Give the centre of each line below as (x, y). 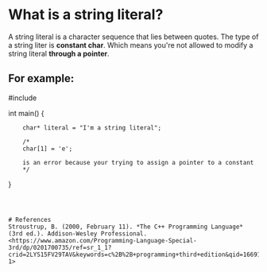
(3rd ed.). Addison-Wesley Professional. (78, 233)
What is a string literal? (86, 15)
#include (23, 98)
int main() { (27, 113)
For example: (41, 78)
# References (30, 220)
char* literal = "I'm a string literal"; (92, 128)
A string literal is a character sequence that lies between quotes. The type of (133, 37)
